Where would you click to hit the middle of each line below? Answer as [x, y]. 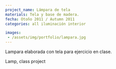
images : [13, 33]
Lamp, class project [25, 61]
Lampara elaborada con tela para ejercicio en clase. [58, 51]
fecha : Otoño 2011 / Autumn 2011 [40, 19]
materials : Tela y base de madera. [42, 14]
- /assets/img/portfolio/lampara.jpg [46, 37]
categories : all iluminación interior [45, 24]
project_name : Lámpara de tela [38, 10]
